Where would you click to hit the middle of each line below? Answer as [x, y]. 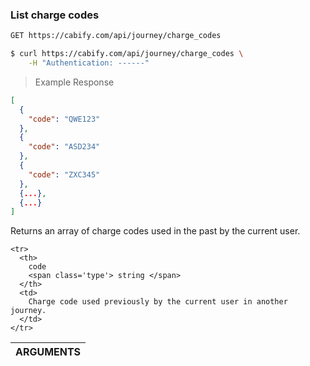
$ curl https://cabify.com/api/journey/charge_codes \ [127, 54]
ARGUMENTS [48, 352]
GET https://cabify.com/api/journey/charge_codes [116, 36]
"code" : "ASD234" [64, 147]
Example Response [74, 82]
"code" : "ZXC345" [64, 174]
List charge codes [55, 15]
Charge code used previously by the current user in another [158, 302]
